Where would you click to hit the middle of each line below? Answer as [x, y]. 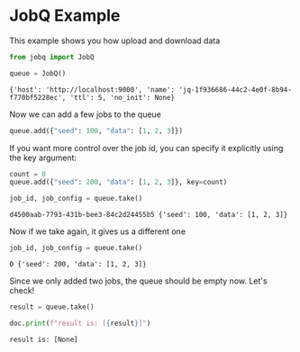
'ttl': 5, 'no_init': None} [123, 97]
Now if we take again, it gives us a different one [98, 231]
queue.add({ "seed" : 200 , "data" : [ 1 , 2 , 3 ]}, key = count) [118, 182]
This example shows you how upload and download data [115, 41]
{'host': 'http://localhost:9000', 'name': [92, 90]
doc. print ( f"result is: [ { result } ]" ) [80, 323]
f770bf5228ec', [38, 97]
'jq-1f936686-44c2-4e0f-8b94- [236, 90]
